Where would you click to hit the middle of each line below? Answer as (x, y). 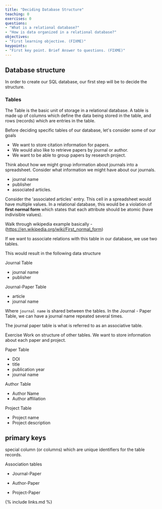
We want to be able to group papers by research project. (69, 155)
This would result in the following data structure (53, 253)
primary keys (26, 438)
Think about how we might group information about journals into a (71, 164)
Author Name (26, 393)
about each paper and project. (36, 340)
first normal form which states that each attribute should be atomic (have (79, 209)
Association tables (24, 464)
